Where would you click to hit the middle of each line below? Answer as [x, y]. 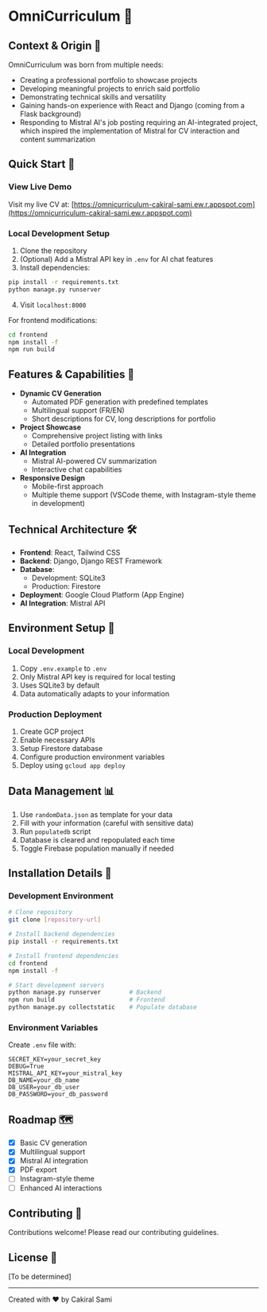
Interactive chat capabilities [77, 469]
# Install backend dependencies [62, 934]
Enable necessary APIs [57, 740]
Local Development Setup [59, 233]
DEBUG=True [26, 1067]
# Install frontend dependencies [64, 956]
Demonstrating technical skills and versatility [93, 97]
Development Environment [61, 896]
